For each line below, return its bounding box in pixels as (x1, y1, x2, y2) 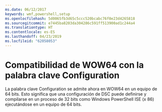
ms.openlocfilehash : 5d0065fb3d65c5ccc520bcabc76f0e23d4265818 (5, 16, 135, 21)
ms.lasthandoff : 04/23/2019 (5, 34, 62, 39)
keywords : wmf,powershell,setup (5, 12, 70, 16)
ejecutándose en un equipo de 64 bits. (5, 101, 82, 107)
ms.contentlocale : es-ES (5, 30, 55, 34)
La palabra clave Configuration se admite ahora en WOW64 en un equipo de (5, 86, 157, 92)
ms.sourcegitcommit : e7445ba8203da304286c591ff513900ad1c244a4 (5, 20, 135, 26)
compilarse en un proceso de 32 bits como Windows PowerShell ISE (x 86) (5, 96, 154, 102)
